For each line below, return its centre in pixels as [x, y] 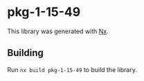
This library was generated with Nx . [58, 31]
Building [25, 53]
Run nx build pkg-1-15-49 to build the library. [72, 69]
